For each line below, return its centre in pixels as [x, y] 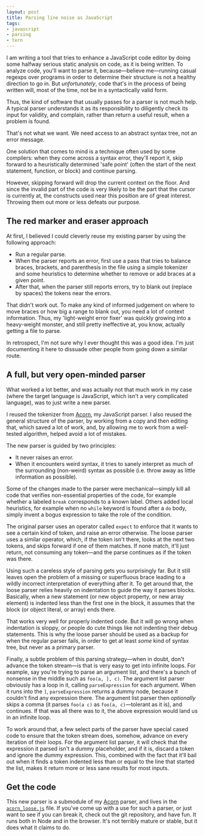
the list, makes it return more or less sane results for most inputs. [88, 768]
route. [14, 355]
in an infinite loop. [29, 717]
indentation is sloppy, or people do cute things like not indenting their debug [102, 627]
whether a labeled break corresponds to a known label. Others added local [100, 501]
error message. [26, 140]
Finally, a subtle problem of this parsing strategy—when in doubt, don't [95, 659]
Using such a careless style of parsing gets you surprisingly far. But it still [98, 570]
